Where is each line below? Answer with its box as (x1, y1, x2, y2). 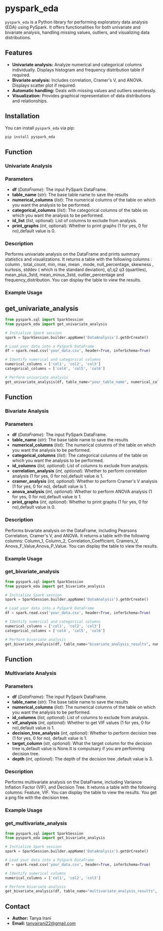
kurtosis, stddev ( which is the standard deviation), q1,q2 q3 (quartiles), (5, 266, 147, 273)
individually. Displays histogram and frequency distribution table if (12, 67, 145, 73)
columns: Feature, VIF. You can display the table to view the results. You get (5, 790, 157, 796)
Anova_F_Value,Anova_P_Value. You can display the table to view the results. (5, 543, 158, 549)
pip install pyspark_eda (5, 134, 55, 139)
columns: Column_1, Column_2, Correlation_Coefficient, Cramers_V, (5, 538, 139, 544)
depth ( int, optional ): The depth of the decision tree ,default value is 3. (12, 756, 153, 762)
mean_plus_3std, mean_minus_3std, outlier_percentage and (5, 272, 125, 278)
